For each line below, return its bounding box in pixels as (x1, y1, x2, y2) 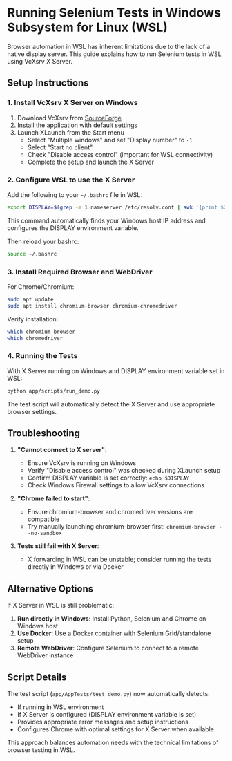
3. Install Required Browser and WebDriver (7, 267, 153, 276)
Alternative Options (7, 583, 94, 594)
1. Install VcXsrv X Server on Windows (7, 98, 138, 108)
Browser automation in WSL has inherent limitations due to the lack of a (7, 42, 211, 50)
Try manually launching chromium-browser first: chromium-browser (27, 523, 216, 531)
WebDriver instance (17, 651, 74, 659)
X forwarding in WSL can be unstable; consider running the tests (27, 555, 212, 564)
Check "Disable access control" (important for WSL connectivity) (27, 150, 213, 158)
